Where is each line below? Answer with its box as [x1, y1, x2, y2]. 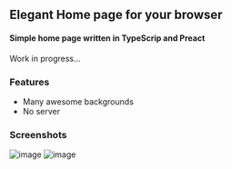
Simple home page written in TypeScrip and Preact [9, 32, 206, 44]
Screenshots [9, 128, 67, 141]
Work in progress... [9, 53, 81, 64]
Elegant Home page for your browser [9, 7, 223, 23]
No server [22, 105, 61, 116]
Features [9, 75, 50, 88]
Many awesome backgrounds [22, 95, 135, 107]
